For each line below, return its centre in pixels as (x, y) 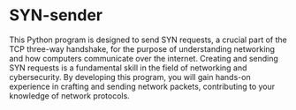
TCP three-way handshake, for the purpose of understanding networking (142, 48)
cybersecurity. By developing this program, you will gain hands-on (130, 77)
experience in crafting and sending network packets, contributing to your (142, 86)
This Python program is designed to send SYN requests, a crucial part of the (148, 40)
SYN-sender (56, 15)
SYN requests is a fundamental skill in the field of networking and (128, 68)
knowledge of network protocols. (69, 95)
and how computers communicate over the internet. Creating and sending (144, 58)
